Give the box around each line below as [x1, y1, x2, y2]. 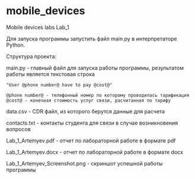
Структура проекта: [6, 53, 57, 60]
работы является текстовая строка [6, 70, 95, 77]
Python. [6, 41, 25, 48]
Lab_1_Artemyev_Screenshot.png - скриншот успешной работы [6, 160, 163, 167]
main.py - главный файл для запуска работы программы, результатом [6, 64, 184, 71]
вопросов [6, 125, 31, 132]
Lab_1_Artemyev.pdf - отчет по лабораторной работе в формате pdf [6, 137, 176, 144]
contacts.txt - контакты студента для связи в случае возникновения [6, 119, 178, 126]
